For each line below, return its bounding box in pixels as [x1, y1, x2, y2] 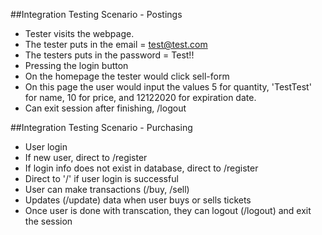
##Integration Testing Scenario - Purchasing [10, 122, 193, 133]
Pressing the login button [24, 60, 129, 71]
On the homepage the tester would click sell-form [24, 70, 230, 82]
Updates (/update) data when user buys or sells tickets [24, 194, 252, 206]
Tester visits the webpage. [24, 28, 135, 39]
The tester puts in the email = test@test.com [24, 39, 208, 50]
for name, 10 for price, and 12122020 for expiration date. [24, 92, 257, 103]
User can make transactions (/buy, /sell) [24, 184, 190, 195]
